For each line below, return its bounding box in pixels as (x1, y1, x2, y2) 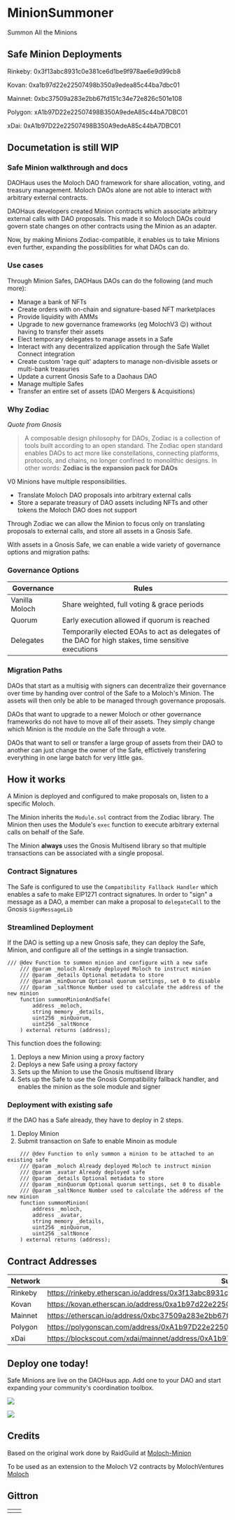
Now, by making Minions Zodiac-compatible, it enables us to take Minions (7, 236, 220, 244)
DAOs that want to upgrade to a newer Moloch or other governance (7, 710, 201, 718)
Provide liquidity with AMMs (17, 312, 99, 320)
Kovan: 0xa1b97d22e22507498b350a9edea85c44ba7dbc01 (7, 81, 180, 89)
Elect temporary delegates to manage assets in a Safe (17, 334, 173, 343)
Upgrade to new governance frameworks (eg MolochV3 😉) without (17, 320, 212, 328)
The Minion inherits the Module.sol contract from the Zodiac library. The (7, 813, 215, 822)
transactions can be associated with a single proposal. (7, 849, 164, 857)
